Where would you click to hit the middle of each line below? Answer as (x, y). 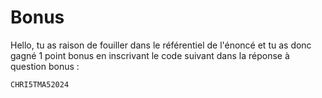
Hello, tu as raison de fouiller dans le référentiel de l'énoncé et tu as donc (161, 45)
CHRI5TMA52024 (40, 84)
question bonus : (45, 66)
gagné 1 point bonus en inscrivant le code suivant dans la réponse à (150, 55)
